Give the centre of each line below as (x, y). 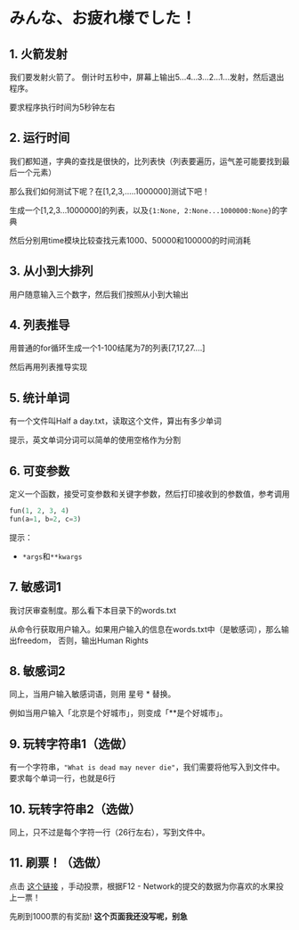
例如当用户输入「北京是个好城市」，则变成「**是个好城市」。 (119, 713)
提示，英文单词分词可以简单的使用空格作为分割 (95, 440)
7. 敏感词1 (35, 587)
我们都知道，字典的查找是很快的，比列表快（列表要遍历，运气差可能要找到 (145, 160)
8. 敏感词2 (37, 671)
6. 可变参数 (40, 470)
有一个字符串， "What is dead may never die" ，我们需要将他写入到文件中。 (147, 767)
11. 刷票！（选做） (59, 863)
